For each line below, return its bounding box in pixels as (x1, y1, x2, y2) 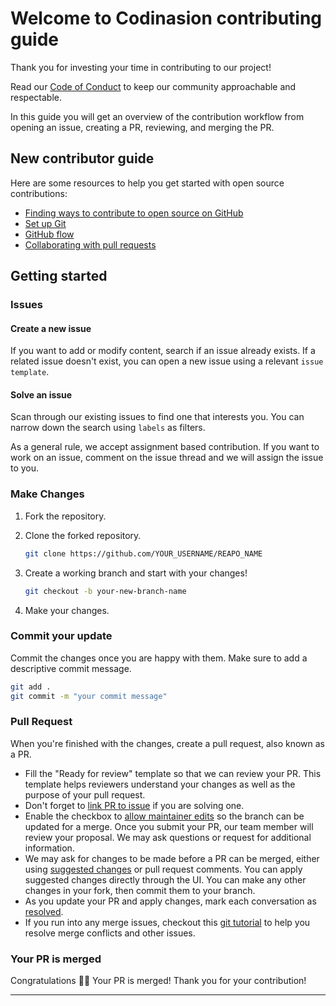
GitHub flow (24, 228, 75, 240)
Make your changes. (24, 604, 110, 616)
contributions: (10, 187, 68, 199)
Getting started (10, 268, 108, 285)
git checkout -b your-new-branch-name (24, 586, 187, 596)
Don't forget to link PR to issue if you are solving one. (24, 799, 245, 811)
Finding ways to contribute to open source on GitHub (24, 207, 244, 219)
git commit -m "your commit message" (10, 691, 168, 701)
